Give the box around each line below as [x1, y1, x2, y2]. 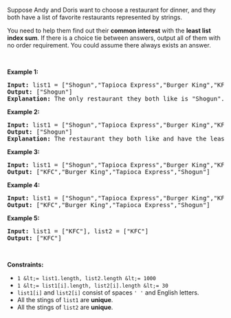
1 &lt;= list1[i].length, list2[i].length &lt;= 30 [16, 282, 168, 289]
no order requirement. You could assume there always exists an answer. [7, 41, 211, 49]
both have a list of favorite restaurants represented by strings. [7, 13, 182, 21]
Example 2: [7, 108, 40, 116]
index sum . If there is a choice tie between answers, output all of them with [7, 34, 221, 42]
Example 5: [7, 214, 40, 222]
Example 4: [7, 181, 40, 189]
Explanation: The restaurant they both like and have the [7, 135, 207, 142]
